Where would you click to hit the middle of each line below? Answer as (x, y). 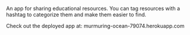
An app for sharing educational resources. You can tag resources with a (93, 8)
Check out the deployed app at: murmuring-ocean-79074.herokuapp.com (95, 26)
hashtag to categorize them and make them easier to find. (76, 15)
